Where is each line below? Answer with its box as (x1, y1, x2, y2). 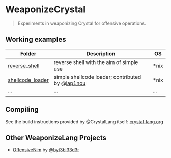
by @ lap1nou (53, 80, 86, 87)
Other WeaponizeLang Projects (5, 133, 107, 142)
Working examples (5, 35, 66, 44)
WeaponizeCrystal (5, 4, 86, 15)
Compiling (5, 105, 39, 114)
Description (86, 50, 116, 57)
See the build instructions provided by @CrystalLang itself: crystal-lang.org (5, 118, 163, 125)
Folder (20, 50, 37, 57)
